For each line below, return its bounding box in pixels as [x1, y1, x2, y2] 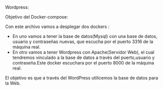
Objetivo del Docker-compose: [5, 14, 68, 19]
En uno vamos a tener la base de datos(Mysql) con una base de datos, [12, 33, 158, 39]
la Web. [5, 80, 21, 86]
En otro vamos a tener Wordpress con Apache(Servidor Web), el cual [12, 49, 155, 55]
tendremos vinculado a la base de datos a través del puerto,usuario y [12, 54, 155, 60]
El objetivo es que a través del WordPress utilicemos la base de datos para [5, 75, 159, 80]
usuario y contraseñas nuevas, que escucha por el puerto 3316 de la [12, 38, 154, 44]
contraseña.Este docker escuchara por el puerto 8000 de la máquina [12, 60, 155, 65]
